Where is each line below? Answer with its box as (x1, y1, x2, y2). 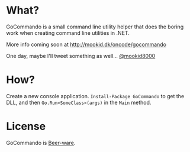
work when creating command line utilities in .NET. (6, 29, 130, 36)
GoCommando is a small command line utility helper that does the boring (6, 23, 184, 30)
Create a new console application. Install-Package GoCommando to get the (6, 92, 185, 99)
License (6, 119, 46, 133)
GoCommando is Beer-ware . (6, 139, 76, 146)
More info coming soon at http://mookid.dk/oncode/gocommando (6, 41, 167, 48)
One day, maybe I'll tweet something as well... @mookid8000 (6, 52, 156, 59)
